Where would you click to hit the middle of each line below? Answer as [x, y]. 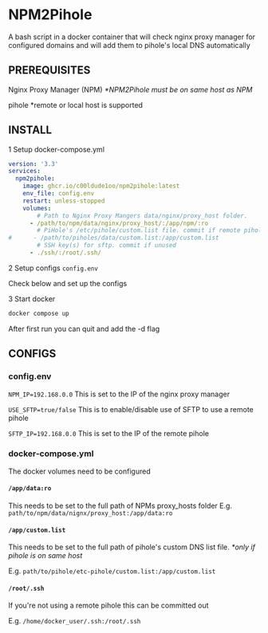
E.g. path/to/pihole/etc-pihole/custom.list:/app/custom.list [112, 571]
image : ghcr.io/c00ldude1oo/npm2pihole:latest [101, 186]
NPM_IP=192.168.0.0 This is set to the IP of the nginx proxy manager [119, 394]
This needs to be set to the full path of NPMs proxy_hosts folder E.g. [120, 505]
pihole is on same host [45, 556]
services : [25, 171]
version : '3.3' [33, 164]
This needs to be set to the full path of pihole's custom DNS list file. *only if [132, 547]
